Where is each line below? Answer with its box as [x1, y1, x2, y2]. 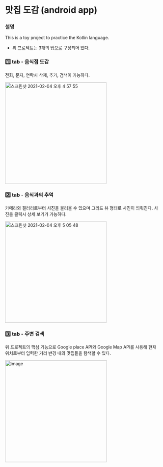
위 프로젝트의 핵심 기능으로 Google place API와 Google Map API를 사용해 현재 [5, 344, 157, 350]
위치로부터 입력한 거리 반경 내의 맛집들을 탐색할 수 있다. [5, 350, 111, 356]
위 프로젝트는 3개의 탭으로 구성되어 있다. [12, 45, 90, 51]
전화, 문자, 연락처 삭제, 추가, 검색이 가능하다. [5, 72, 90, 78]
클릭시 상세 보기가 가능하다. [14, 211, 67, 217]
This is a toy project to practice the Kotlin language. [5, 35, 109, 41]
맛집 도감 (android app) [5, 4, 98, 16]
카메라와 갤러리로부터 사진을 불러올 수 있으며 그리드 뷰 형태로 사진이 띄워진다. [5, 205, 153, 211]
